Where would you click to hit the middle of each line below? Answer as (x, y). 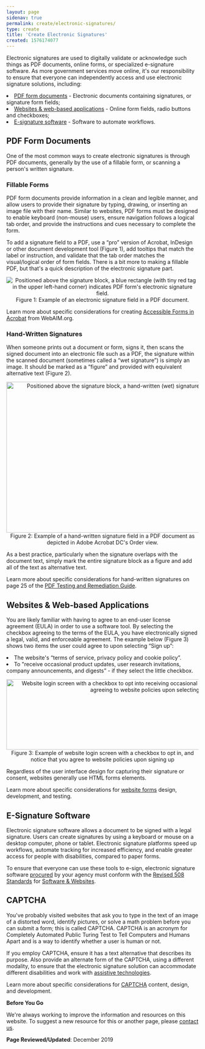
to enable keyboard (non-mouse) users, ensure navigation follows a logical (100, 217)
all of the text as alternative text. (47, 568)
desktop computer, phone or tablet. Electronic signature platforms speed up (102, 843)
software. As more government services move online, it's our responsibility (101, 71)
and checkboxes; (28, 115)
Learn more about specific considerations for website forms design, (92, 790)
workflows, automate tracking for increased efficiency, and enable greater (99, 850)
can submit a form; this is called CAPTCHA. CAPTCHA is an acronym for (97, 928)
